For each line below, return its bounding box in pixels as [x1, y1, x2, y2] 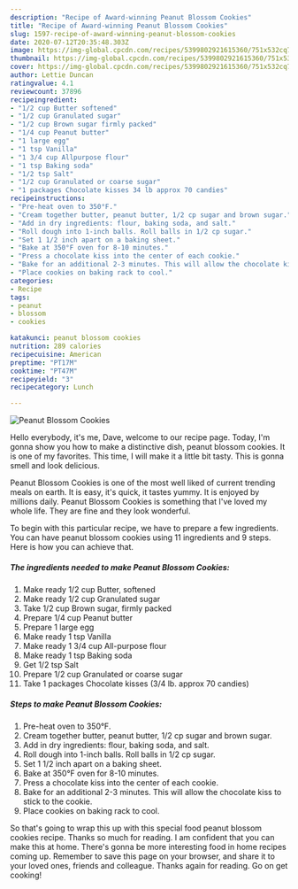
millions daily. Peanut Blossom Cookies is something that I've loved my [10, 497, 268, 507]
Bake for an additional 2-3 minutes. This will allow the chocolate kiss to [22, 787, 282, 798]
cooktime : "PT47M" [10, 367, 78, 375]
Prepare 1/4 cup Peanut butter [22, 613, 134, 623]
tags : [10, 293, 30, 302]
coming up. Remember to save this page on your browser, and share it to [10, 851, 275, 862]
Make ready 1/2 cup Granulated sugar [22, 594, 161, 605]
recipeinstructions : [10, 194, 87, 204]
